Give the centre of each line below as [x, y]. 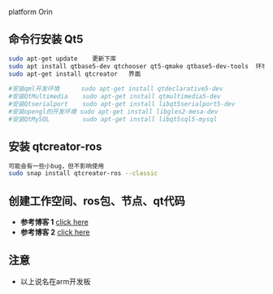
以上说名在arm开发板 [55, 281]
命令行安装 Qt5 [46, 39]
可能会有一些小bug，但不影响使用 [56, 166]
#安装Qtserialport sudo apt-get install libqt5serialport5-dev [122, 104]
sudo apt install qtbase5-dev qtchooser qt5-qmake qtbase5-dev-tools [129, 66]
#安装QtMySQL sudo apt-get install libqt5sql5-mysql [113, 119]
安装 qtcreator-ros [55, 147]
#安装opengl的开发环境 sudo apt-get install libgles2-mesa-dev [113, 112]
